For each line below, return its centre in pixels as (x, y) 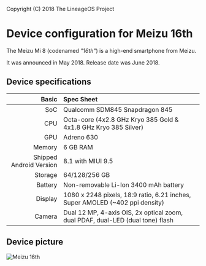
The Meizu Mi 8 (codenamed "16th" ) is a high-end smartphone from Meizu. (101, 50)
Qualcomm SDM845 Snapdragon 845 (118, 109)
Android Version (34, 165)
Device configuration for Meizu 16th (100, 34)
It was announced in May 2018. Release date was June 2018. (83, 62)
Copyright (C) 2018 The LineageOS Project (60, 9)
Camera (46, 216)
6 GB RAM (78, 147)
